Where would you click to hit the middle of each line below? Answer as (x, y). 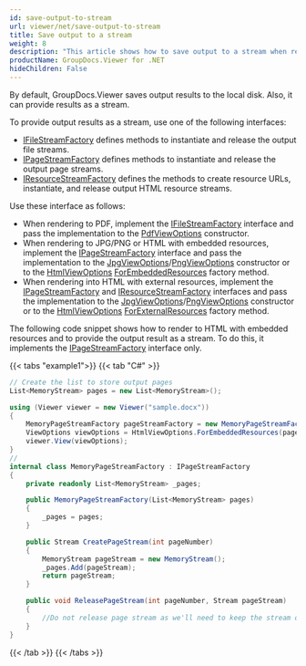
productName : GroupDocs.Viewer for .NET (87, 60)
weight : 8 (28, 43)
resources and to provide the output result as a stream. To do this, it (137, 338)
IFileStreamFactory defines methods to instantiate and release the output (159, 140)
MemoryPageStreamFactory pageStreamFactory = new (122, 424)
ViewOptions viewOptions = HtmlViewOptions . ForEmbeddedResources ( (154, 433)
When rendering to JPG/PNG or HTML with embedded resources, (146, 243)
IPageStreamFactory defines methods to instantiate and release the (149, 159)
